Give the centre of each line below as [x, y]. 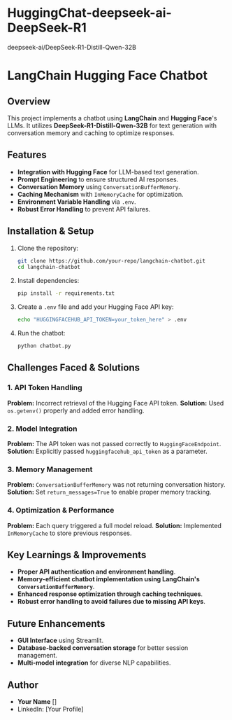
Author [23, 685]
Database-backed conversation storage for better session [103, 648]
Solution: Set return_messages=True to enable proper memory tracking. [109, 492]
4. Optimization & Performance [61, 511]
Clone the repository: [48, 248]
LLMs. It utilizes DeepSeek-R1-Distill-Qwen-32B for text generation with [112, 125]
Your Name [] [37, 701]
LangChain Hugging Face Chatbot [108, 76]
